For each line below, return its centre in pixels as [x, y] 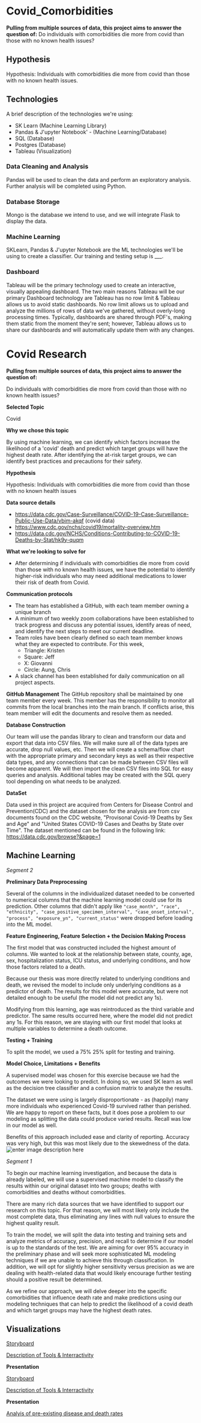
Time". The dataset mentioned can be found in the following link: [86, 830]
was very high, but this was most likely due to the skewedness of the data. [98, 1143]
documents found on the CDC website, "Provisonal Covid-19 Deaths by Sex [100, 817]
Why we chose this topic [37, 430]
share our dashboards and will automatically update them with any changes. [100, 330]
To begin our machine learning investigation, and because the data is [91, 1173]
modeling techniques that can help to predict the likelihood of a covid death [100, 1304]
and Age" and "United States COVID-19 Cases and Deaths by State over [95, 823]
